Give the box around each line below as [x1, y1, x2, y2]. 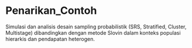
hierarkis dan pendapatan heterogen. [5, 35, 95, 42]
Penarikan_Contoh [5, 4, 97, 17]
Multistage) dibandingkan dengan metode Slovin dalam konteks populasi [5, 29, 181, 36]
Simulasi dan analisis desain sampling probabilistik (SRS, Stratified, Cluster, [5, 23, 187, 30]
